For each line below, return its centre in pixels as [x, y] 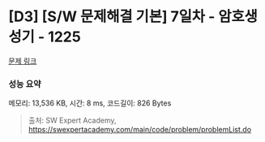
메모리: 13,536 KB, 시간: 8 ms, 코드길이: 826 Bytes [90, 103]
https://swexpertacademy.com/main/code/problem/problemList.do [140, 130]
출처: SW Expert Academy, [72, 120]
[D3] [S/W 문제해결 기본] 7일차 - [112, 17]
